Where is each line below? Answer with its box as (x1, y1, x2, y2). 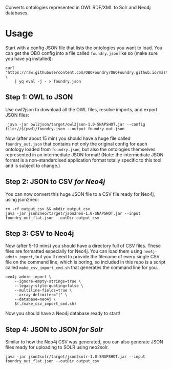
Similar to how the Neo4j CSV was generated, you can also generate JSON (5, 339, 163, 345)
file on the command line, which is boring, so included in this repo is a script (5, 259, 166, 265)
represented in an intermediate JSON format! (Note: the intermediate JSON (5, 151, 164, 158)
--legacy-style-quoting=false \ (14, 283, 83, 289)
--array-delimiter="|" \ (14, 292, 68, 298)
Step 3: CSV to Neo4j (5, 229, 74, 238)
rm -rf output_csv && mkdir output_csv (5, 206, 91, 212)
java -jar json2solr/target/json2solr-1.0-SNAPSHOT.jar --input (5, 354, 145, 359)
